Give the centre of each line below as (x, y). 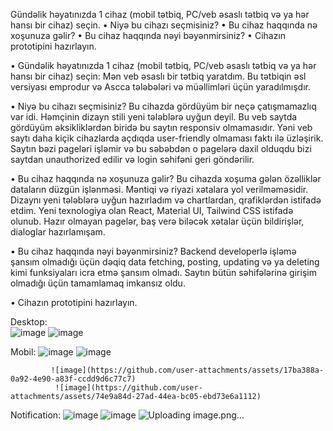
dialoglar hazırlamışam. (58, 232)
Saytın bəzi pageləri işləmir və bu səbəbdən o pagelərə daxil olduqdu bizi (161, 148)
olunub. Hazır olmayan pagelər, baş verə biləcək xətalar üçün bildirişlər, (157, 221)
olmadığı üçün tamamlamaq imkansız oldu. (98, 283)
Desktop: (29, 322)
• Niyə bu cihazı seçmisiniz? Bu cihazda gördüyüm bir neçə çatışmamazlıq (163, 106)
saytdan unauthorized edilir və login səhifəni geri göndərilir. (132, 159)
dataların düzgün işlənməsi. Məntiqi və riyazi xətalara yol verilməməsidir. (159, 189)
